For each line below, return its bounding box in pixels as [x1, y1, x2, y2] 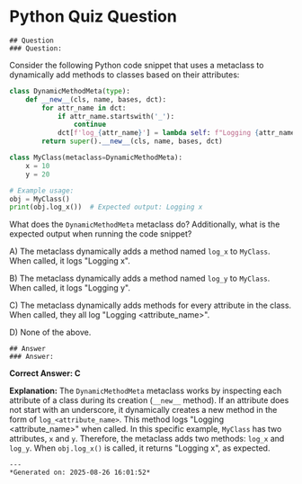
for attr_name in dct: [41, 103, 127, 112]
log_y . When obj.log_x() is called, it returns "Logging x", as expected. [9, 443, 271, 453]
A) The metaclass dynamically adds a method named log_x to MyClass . [9, 246, 271, 257]
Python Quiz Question [9, 6, 177, 27]
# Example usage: [9, 186, 75, 195]
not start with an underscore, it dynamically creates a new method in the [9, 405, 278, 416]
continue [73, 120, 106, 130]
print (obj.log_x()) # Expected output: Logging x [9, 202, 203, 212]
